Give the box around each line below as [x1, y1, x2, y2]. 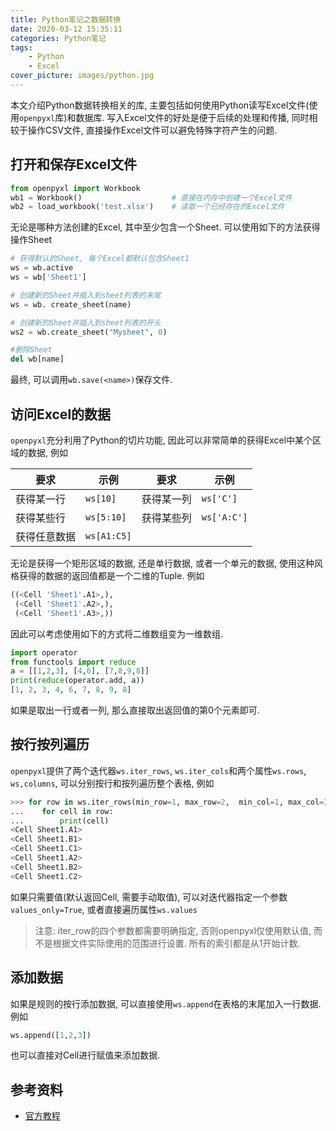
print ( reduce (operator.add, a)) [10, 676, 145, 686]
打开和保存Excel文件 [10, 156, 138, 173]
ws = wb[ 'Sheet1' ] [10, 272, 87, 283]
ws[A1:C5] [85, 531, 132, 541]
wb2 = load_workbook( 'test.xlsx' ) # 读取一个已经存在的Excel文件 [10, 202, 285, 212]
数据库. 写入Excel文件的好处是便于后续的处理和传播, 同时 [75, 111, 310, 123]
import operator [10, 647, 78, 658]
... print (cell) [10, 816, 110, 826]
